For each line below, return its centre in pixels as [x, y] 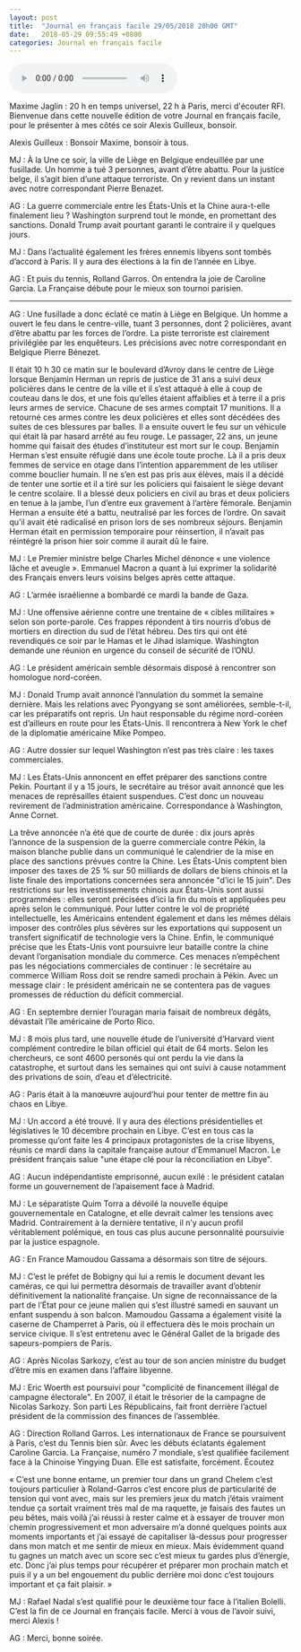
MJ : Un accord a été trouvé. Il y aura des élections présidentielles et [136, 1121]
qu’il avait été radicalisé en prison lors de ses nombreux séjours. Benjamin [146, 522]
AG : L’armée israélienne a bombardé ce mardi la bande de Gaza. [129, 595]
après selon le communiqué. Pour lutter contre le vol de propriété [129, 909]
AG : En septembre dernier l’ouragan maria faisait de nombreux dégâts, [140, 1012]
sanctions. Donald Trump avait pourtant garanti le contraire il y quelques [142, 225]
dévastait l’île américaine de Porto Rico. [82, 1022]
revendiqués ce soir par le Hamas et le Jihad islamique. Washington [134, 641]
